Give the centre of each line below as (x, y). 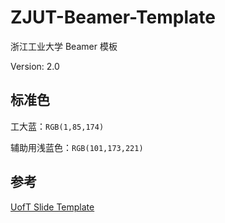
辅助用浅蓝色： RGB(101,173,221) (77, 147)
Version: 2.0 (35, 66)
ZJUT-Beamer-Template (113, 17)
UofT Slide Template (52, 207)
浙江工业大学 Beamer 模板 (64, 46)
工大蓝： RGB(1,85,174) (57, 126)
